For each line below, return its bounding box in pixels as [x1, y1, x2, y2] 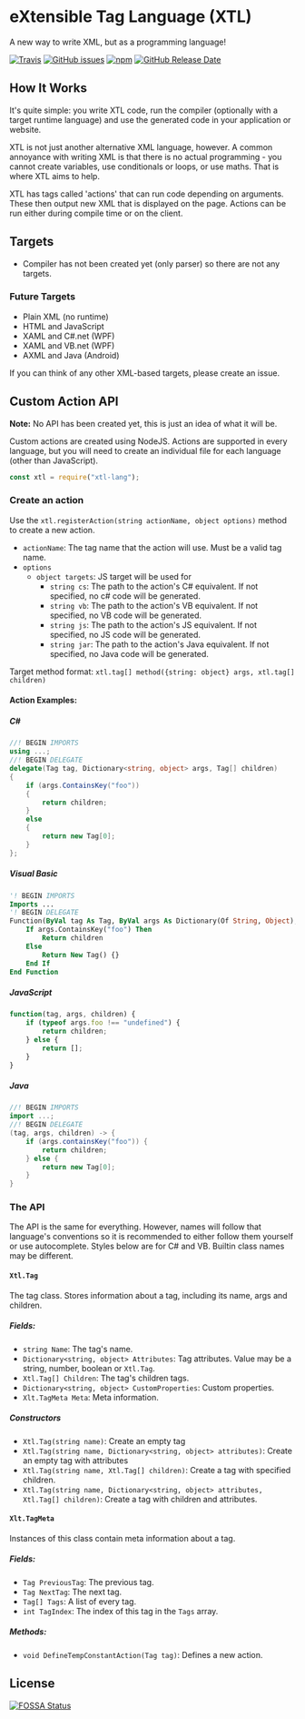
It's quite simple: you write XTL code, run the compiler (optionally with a [9, 105, 279, 116]
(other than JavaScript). [9, 455, 98, 466]
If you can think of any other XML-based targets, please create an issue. [9, 367, 280, 379]
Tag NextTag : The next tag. [22, 1586, 123, 1597]
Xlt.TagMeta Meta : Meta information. [22, 1391, 159, 1402]
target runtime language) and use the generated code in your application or [9, 114, 291, 125]
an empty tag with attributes [22, 1454, 129, 1466]
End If [25, 958, 51, 968]
